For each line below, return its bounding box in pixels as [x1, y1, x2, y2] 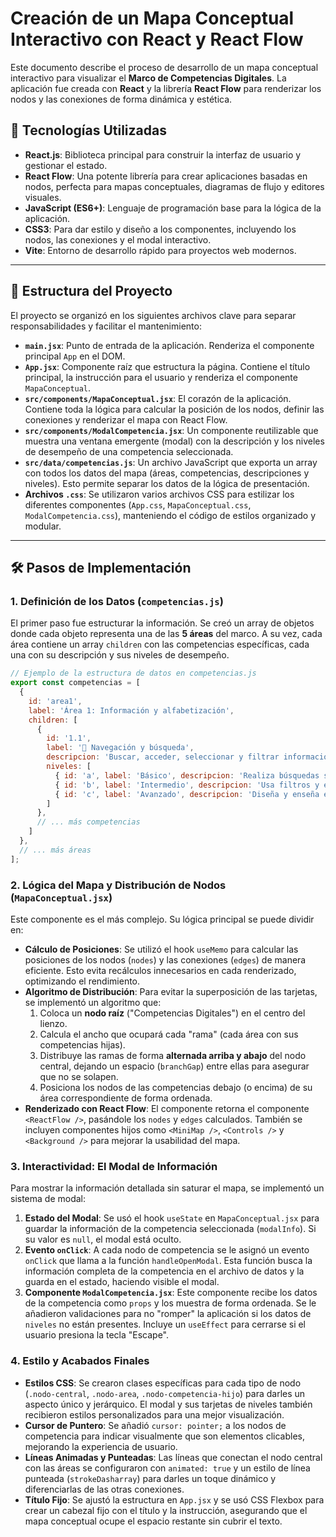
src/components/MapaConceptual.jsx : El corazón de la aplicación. [24, 392, 292, 404]
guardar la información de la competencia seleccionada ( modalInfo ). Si [24, 1223, 317, 1235]
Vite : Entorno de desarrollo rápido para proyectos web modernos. [24, 244, 297, 256]
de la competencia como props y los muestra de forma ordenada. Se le [24, 1297, 317, 1309]
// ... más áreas [19, 845, 92, 855]
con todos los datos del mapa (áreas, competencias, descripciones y [24, 467, 310, 479]
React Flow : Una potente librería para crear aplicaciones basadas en [24, 170, 308, 182]
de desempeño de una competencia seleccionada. [24, 445, 234, 457]
